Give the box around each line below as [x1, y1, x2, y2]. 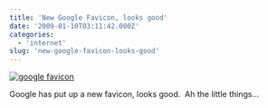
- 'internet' [17, 38, 67, 48]
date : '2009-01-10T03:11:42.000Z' [9, 22, 140, 31]
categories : [9, 30, 54, 39]
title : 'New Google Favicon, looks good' [9, 13, 168, 22]
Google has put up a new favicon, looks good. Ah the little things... [9, 89, 260, 100]
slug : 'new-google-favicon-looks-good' [9, 47, 160, 56]
